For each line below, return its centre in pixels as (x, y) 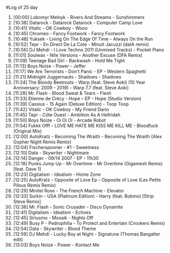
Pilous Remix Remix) (35, 185)
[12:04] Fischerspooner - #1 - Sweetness (56, 147)
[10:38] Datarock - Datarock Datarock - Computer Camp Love (78, 23)
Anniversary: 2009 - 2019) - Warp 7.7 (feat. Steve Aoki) (71, 88)
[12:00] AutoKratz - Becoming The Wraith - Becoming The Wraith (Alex (88, 136)
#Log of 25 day (22, 7)
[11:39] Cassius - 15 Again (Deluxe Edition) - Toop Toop (71, 104)
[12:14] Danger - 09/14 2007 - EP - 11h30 (56, 158)
